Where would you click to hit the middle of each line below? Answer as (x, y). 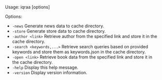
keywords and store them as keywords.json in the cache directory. (79, 52)
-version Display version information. (50, 72)
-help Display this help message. (45, 67)
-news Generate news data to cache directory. (58, 26)
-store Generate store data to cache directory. (59, 31)
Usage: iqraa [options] (28, 7)
